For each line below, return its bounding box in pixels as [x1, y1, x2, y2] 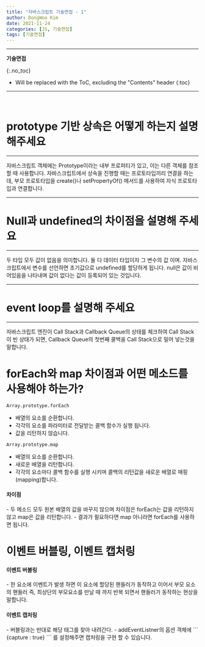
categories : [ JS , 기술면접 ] [6, 26, 73, 32]
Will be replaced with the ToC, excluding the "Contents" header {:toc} [15, 79, 190, 86]
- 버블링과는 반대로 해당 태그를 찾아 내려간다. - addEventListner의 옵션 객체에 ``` [6, 626, 198, 633]
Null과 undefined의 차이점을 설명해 [6, 214, 177, 228]
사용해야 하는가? [6, 382, 84, 396]
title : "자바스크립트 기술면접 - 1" [6, 9, 87, 15]
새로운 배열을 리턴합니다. [15, 460, 74, 468]
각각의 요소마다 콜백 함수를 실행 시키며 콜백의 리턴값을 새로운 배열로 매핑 [15, 468, 188, 476]
